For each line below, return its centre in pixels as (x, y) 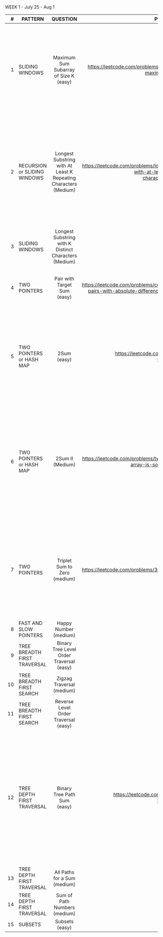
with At (65, 166)
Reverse (64, 702)
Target (64, 285)
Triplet (64, 561)
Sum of (64, 895)
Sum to (65, 567)
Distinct (64, 250)
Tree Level (65, 649)
